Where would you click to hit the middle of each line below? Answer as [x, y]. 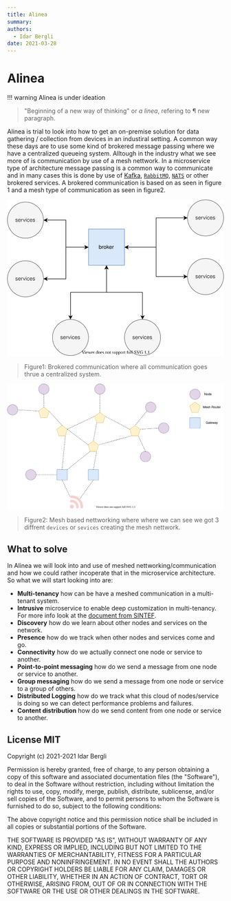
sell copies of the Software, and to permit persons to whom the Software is [113, 799]
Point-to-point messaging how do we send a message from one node [117, 667]
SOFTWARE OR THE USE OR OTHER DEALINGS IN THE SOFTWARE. [103, 891]
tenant [26, 601]
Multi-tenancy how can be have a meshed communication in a [106, 594]
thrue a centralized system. [63, 374]
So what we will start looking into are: [60, 580]
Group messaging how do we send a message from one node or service [120, 681]
